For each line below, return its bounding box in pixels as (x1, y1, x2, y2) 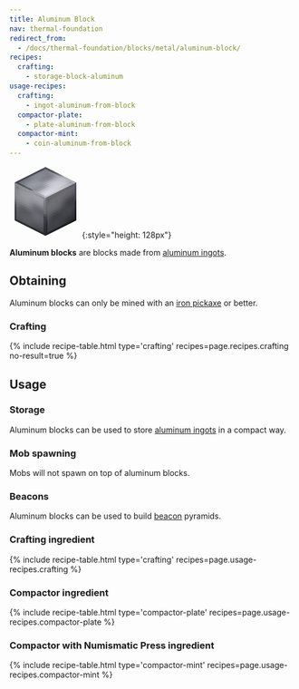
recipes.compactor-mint (9, 669, 100, 680)
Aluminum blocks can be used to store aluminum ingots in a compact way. (9, 424, 287, 435)
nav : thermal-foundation (9, 24, 103, 34)
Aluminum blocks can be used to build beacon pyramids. (9, 510, 222, 521)
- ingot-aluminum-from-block (25, 101, 136, 110)
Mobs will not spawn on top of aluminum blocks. (9, 468, 190, 479)
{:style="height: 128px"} (82, 229, 172, 240)
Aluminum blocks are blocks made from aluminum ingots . (9, 247, 227, 257)
